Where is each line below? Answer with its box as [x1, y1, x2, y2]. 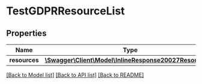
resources [9, 56, 39, 64]
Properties [6, 28, 47, 38]
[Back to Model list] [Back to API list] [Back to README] [6, 71, 144, 79]
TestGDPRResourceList [6, 4, 125, 18]
